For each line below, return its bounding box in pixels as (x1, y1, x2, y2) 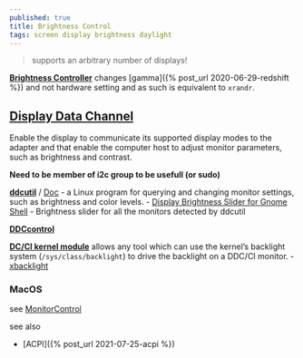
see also (9, 321, 41, 332)
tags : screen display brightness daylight (9, 30, 172, 39)
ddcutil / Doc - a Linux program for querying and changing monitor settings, (9, 187, 295, 198)
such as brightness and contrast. (9, 151, 133, 163)
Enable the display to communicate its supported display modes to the (9, 132, 272, 143)
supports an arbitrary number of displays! (31, 55, 188, 66)
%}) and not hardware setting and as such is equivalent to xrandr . (9, 82, 256, 93)
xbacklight (9, 260, 49, 272)
